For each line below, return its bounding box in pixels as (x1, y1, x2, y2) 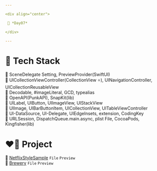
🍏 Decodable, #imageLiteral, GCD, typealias (5, 90, 95, 96)
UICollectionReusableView (5, 84, 59, 90)
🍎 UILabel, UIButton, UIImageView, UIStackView (5, 100, 103, 106)
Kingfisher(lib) (5, 121, 34, 127)
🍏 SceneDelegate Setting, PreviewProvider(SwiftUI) (5, 71, 110, 77)
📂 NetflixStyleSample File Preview (5, 155, 76, 161)
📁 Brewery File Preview (5, 160, 54, 166)
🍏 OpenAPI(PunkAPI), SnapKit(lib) (5, 95, 75, 101)
